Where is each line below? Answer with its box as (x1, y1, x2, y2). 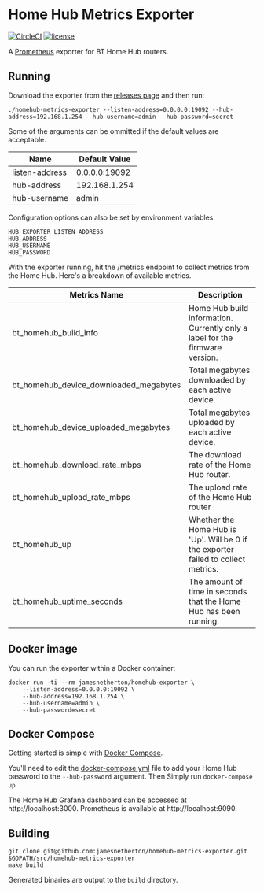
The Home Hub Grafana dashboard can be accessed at (8, 795, 187, 805)
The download (188, 449, 242, 460)
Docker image (8, 642, 78, 656)
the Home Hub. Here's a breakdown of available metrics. (8, 270, 192, 280)
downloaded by (188, 374, 246, 385)
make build (8, 861, 44, 869)
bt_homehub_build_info (12, 327, 98, 338)
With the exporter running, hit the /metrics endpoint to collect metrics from (8, 262, 250, 272)
